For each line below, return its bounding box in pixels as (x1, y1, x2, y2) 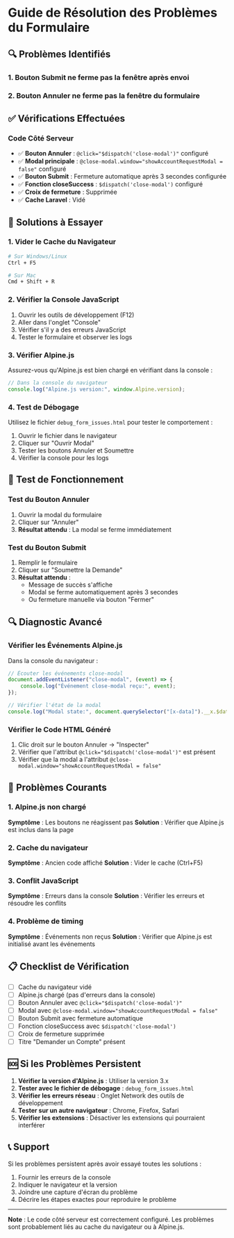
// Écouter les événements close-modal (8, 669, 124, 677)
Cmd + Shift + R (8, 278, 55, 286)
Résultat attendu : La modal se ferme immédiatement (17, 525, 172, 533)
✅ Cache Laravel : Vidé (17, 196, 86, 204)
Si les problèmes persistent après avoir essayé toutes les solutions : (8, 1159, 202, 1168)
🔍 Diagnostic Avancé (8, 617, 103, 628)
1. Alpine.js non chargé (8, 802, 87, 812)
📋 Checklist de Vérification (8, 961, 129, 972)
